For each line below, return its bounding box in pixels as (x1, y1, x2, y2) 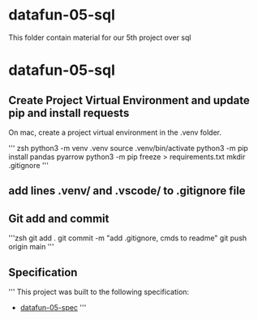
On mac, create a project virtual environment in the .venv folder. (8, 128, 221, 137)
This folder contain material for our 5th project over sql (8, 32, 191, 42)
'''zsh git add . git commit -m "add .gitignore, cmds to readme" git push (8, 233, 247, 243)
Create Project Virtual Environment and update (8, 93, 250, 107)
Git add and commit (8, 211, 110, 225)
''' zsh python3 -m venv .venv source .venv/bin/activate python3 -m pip (8, 143, 249, 153)
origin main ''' (8, 242, 54, 252)
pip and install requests (8, 106, 130, 119)
